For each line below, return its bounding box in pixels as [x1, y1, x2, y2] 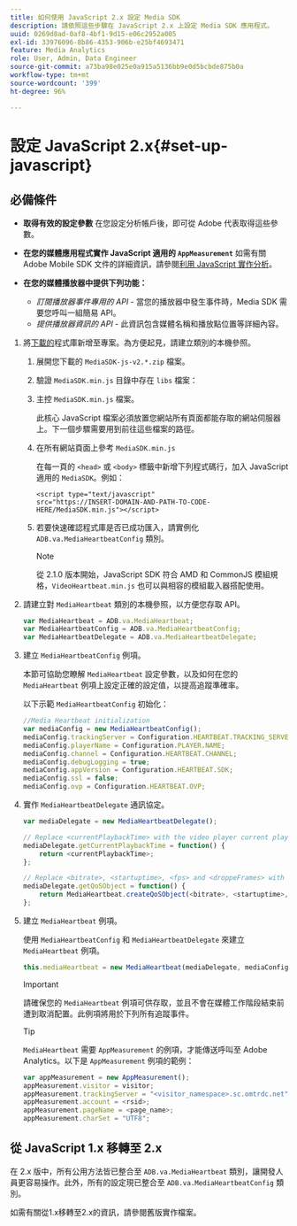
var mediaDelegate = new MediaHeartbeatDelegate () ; [22, 817, 217, 826]
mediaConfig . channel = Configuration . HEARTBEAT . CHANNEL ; [22, 749, 238, 758]
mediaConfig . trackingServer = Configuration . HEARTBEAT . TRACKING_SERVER [22, 732, 293, 742]
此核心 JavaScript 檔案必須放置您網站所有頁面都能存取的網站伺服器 [35, 413, 281, 423]
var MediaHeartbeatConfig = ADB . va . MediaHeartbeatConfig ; [22, 625, 241, 634]
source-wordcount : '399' [10, 79, 102, 88]
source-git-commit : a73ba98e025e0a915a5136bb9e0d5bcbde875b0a [10, 63, 244, 72]
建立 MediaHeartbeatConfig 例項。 [22, 650, 146, 660]
